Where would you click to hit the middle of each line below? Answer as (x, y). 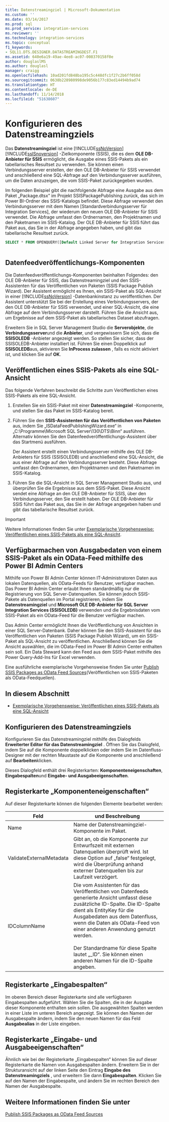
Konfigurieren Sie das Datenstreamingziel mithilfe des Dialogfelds (73, 739)
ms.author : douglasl (27, 66)
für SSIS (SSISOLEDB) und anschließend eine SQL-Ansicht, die (99, 457)
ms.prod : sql (19, 24)
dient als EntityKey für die (104, 910)
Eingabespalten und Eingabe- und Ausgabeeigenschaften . (67, 776)
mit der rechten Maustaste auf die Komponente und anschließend (93, 755)
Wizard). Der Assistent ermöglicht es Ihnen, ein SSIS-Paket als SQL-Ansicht (83, 291)
